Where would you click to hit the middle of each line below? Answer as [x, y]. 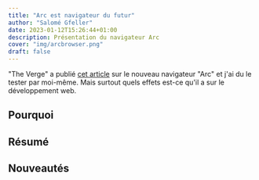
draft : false [29, 52]
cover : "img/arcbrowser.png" [56, 45]
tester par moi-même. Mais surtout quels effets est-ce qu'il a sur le [117, 82]
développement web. [42, 90]
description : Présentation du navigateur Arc [84, 37]
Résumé [29, 142]
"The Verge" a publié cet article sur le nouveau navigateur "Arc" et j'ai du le [130, 74]
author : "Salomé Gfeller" [50, 23]
